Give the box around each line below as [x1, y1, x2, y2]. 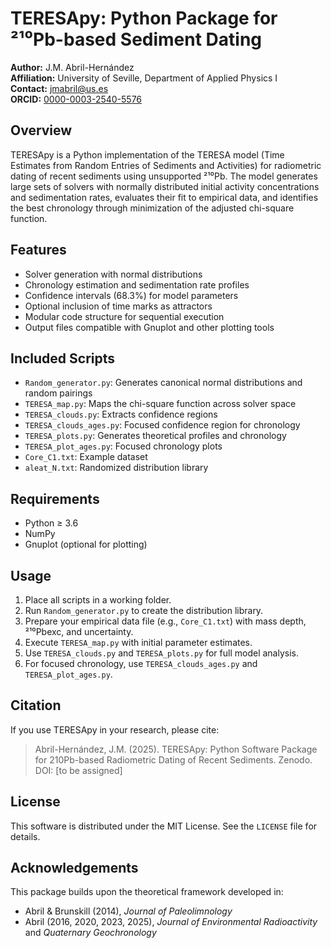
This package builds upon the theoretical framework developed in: [10, 886, 284, 898]
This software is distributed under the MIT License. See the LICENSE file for [10, 820, 318, 832]
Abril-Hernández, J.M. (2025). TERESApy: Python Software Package [34, 743, 318, 755]
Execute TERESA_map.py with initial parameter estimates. [24, 637, 253, 648]
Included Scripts [10, 350, 116, 367]
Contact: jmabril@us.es [10, 82, 109, 94]
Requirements [10, 490, 100, 507]
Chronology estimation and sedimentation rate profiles [24, 278, 250, 291]
